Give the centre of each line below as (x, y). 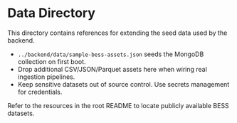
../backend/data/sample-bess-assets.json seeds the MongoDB (111, 54)
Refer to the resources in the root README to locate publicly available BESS (118, 105)
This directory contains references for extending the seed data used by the (117, 33)
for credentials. (40, 92)
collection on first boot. (52, 61)
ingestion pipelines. (46, 77)
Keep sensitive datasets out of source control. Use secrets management (123, 84)
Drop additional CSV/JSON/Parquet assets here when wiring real (112, 69)
